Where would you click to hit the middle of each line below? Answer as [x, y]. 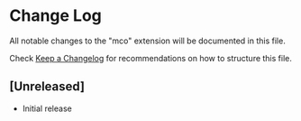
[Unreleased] [47, 87]
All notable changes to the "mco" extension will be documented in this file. [147, 41]
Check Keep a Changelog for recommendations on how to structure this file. [151, 58]
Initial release [47, 108]
